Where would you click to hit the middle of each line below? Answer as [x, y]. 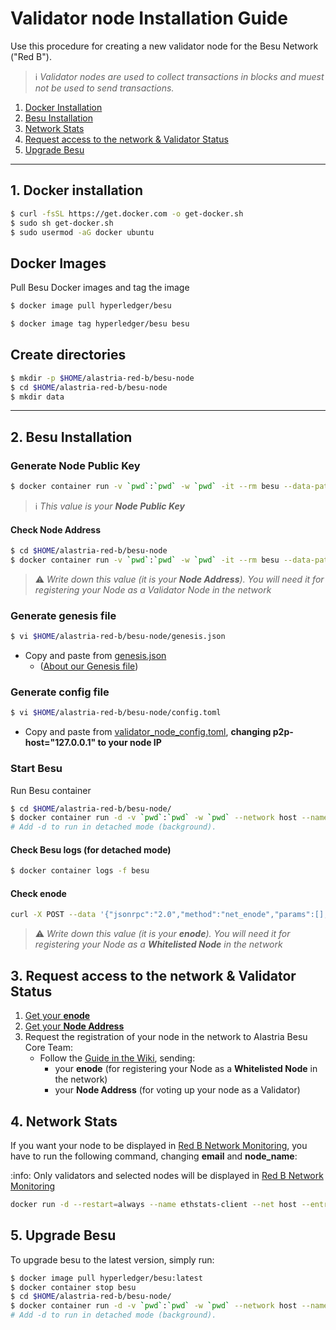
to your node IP [129, 743]
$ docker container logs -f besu [80, 871]
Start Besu [36, 769]
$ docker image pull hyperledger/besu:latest [106, 1278]
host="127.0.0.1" [60, 743]
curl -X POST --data [53, 915]
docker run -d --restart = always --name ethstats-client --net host [154, 1204]
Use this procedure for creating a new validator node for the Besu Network [164, 46]
